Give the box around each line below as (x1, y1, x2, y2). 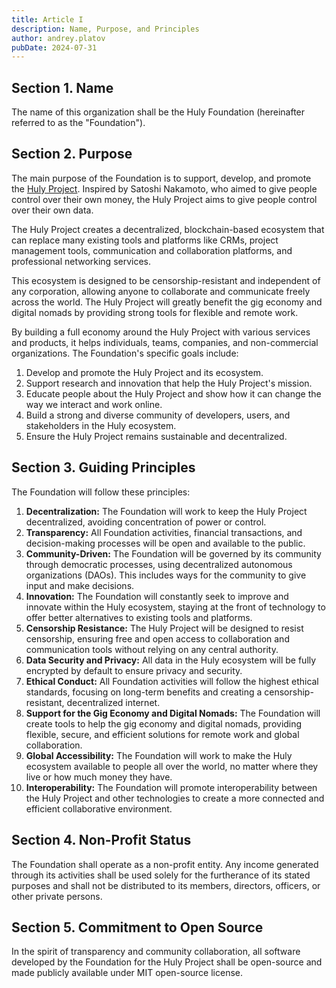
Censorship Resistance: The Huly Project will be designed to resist (25, 622, 304, 634)
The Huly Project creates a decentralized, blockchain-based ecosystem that (11, 223, 325, 235)
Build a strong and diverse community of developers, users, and (25, 409, 291, 421)
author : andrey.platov (11, 33, 106, 43)
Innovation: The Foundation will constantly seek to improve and (25, 590, 289, 602)
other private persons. (11, 890, 103, 902)
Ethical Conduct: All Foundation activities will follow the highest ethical (25, 675, 319, 687)
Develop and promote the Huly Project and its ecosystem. (25, 366, 264, 378)
